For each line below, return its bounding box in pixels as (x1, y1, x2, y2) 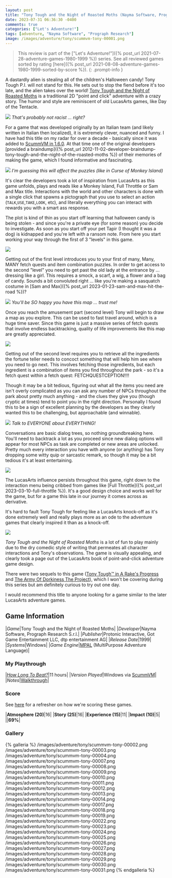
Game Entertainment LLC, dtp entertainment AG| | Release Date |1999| (5, 636, 152, 643)
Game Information (5, 612, 64, 621)
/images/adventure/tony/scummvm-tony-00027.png (5, 845, 115, 851)
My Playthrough (5, 660, 46, 667)
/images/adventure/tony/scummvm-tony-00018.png (5, 807, 115, 813)
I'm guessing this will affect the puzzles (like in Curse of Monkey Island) (11, 167, 163, 173)
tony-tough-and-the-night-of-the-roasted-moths (5, 151, 109, 157)
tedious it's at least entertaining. (5, 457, 73, 463)
